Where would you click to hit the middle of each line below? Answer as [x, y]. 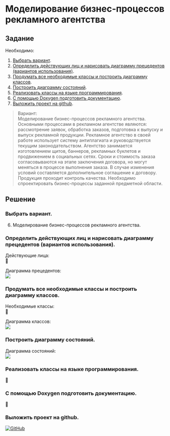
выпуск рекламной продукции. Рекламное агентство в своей [84, 135]
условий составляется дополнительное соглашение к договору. [87, 173]
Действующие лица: [27, 255]
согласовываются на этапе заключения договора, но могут [82, 162]
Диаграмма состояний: [31, 351]
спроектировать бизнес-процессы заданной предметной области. [90, 183]
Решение [20, 199]
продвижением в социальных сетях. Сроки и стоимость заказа [86, 156]
